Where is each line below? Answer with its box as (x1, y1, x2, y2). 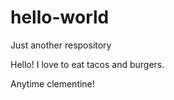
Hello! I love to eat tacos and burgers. (10, 58, 165, 70)
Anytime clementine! (10, 77, 95, 90)
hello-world (10, 6, 110, 29)
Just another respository (10, 39, 112, 51)
